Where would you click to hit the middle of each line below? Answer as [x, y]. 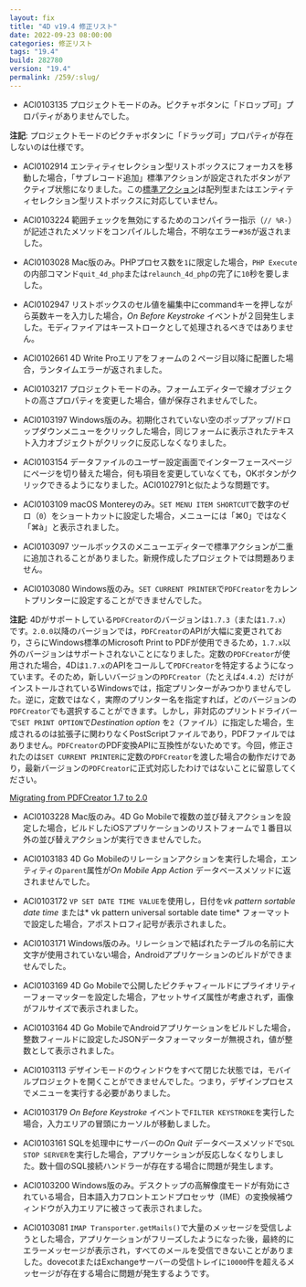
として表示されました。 [75, 1050]
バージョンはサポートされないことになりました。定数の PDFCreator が [154, 653]
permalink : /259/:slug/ [55, 78]
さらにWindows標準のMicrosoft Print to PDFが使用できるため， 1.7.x [154, 642]
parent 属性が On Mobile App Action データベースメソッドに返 [177, 870]
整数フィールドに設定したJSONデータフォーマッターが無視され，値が [153, 1039]
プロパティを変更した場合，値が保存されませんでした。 [158, 400]
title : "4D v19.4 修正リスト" [63, 26]
